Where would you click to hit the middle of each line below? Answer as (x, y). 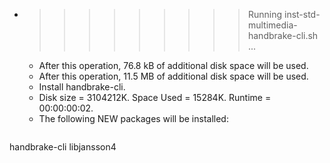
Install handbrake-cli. (82, 87)
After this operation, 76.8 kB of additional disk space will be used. (173, 65)
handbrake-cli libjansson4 (63, 147)
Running (265, 14)
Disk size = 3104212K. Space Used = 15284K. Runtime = (155, 97)
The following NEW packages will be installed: (133, 118)
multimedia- (272, 25)
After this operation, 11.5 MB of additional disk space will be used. (173, 76)
